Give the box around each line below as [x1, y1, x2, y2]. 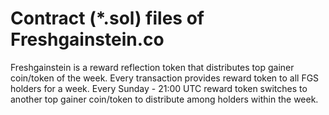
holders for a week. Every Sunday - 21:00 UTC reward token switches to [10, 82, 308, 94]
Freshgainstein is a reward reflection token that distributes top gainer [10, 61, 295, 73]
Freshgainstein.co [10, 28, 165, 51]
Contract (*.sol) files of [10, 7, 205, 30]
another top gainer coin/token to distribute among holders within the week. [10, 93, 319, 105]
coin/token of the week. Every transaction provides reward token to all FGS [10, 72, 320, 84]
